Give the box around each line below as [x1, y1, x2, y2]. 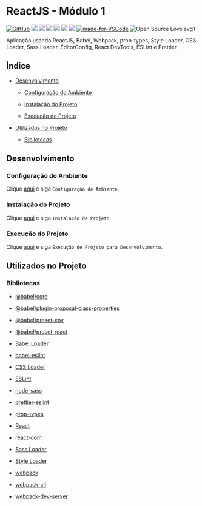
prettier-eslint [15, 399, 50, 406]
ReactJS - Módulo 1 [6, 4, 106, 18]
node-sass [15, 386, 42, 394]
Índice [6, 61, 30, 71]
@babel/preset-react [15, 328, 68, 335]
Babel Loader [15, 340, 49, 347]
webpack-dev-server [15, 493, 69, 500]
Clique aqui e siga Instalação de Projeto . [6, 214, 111, 221]
